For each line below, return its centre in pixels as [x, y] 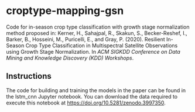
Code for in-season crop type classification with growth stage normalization [98, 27]
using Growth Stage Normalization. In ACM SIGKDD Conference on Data [93, 51]
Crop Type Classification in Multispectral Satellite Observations [102, 45]
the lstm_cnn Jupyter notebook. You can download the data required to [92, 96]
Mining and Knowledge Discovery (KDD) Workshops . [70, 58]
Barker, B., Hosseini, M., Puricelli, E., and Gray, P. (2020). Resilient [85, 39]
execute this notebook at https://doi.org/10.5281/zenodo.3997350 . [86, 103]
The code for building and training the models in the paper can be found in [96, 90]
